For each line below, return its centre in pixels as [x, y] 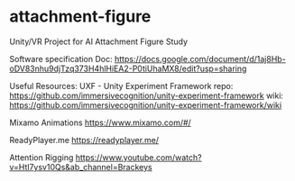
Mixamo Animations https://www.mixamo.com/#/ [100, 122]
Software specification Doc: [61, 59]
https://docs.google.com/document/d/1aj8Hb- [200, 59]
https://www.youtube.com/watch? [138, 157]
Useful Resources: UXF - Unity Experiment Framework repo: [121, 86]
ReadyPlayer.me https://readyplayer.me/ [84, 140]
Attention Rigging [41, 157]
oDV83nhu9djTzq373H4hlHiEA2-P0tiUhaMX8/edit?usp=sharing [128, 68]
